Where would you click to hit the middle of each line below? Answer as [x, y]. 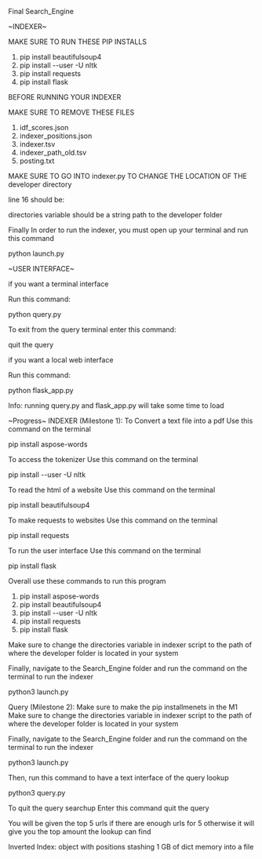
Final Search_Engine [41, 11]
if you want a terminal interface [58, 284]
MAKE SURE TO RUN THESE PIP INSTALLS [78, 42]
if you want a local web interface [61, 360]
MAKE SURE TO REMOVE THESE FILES [71, 112]
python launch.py [36, 253]
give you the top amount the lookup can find [80, 832]
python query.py [35, 314]
